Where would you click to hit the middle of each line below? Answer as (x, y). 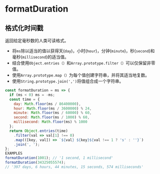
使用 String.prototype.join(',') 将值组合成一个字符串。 (68, 81)
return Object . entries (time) (39, 131)
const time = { (25, 99)
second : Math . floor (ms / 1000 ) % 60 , (52, 117)
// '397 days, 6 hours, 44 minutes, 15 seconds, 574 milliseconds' (74, 167)
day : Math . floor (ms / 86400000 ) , (47, 104)
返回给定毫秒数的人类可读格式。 (37, 40)
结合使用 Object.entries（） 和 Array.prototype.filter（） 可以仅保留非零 (84, 63)
